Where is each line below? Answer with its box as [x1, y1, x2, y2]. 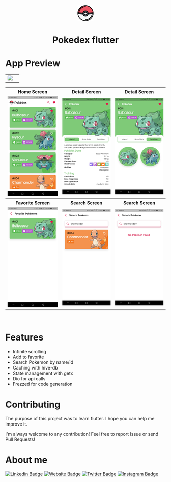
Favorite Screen [15, 200, 50, 206]
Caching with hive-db [12, 364, 58, 371]
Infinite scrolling [12, 348, 47, 354]
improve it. [5, 421, 28, 427]
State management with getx [12, 370, 73, 376]
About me [5, 454, 48, 466]
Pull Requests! [5, 436, 36, 442]
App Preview [5, 58, 61, 69]
